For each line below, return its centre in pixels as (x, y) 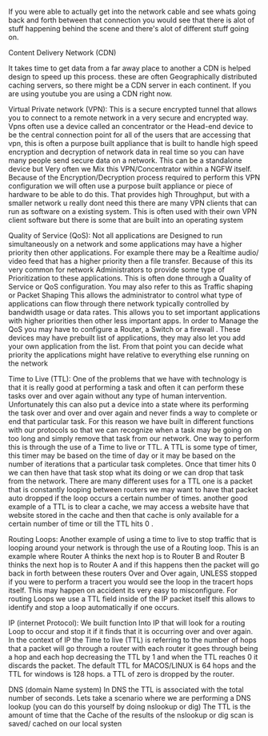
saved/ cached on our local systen (65, 724)
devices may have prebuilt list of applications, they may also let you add (127, 338)
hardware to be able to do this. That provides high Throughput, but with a (129, 194)
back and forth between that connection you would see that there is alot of (131, 20)
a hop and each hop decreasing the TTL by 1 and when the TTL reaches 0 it (133, 657)
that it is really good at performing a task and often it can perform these (126, 387)
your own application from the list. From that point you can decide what (126, 346)
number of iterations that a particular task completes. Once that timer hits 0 (132, 464)
